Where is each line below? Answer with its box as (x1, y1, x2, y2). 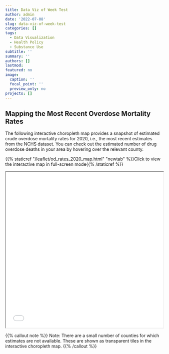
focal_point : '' (9, 81, 43, 86)
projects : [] (5, 91, 32, 96)
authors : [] (5, 58, 30, 63)
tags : (5, 30, 16, 35)
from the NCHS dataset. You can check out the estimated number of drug (5, 141, 157, 147)
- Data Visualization (9, 35, 55, 40)
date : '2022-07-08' (5, 16, 46, 21)
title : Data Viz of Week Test (5, 7, 68, 12)
